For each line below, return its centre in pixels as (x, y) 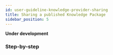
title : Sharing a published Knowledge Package (55, 15)
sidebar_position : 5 (27, 19)
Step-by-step (22, 47)
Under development (27, 34)
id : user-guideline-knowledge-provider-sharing (57, 10)
